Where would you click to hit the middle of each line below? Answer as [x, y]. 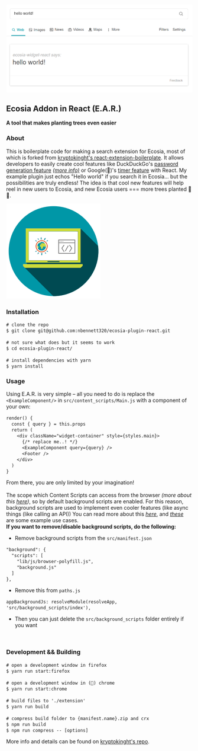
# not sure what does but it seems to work [61, 343]
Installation [23, 312]
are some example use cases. [42, 520]
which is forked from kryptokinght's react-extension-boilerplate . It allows [95, 157]
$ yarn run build [27, 707]
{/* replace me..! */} [50, 442]
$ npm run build [26, 724]
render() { [20, 418]
